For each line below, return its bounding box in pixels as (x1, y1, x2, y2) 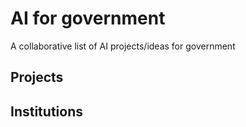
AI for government (10, 7, 166, 30)
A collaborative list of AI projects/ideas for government (10, 40, 236, 52)
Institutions (10, 103, 83, 120)
